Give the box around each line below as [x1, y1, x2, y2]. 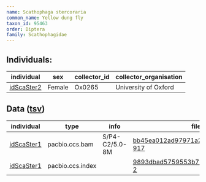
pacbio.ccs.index [47, 161, 97, 170]
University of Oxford [115, 83, 174, 91]
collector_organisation [115, 72, 183, 81]
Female [47, 83, 69, 91]
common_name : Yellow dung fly [6, 15, 84, 21]
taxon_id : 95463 [6, 20, 48, 26]
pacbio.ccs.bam [47, 140, 94, 148]
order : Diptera [6, 26, 45, 32]
